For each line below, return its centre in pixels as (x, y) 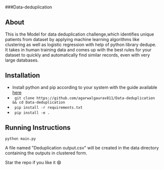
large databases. (22, 60)
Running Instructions (38, 128)
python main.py (21, 139)
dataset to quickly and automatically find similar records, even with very (78, 55)
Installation (23, 75)
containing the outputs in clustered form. (46, 153)
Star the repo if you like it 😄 (33, 163)
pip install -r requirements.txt (48, 107)
